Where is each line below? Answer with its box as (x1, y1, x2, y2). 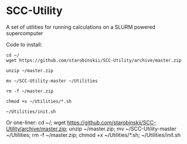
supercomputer (6, 29, 43, 36)
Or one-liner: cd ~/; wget (6, 119, 66, 126)
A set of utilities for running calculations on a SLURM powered (6, 23, 156, 30)
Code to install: (6, 41, 43, 48)
